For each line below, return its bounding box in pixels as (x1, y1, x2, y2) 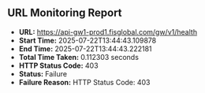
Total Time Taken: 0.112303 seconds (18, 52, 140, 61)
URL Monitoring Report (7, 6, 123, 20)
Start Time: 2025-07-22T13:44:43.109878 (18, 35, 157, 45)
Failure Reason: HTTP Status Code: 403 (18, 77, 151, 87)
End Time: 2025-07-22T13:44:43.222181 (18, 43, 152, 54)
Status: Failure (18, 69, 68, 78)
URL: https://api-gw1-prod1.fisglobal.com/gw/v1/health (18, 27, 198, 36)
